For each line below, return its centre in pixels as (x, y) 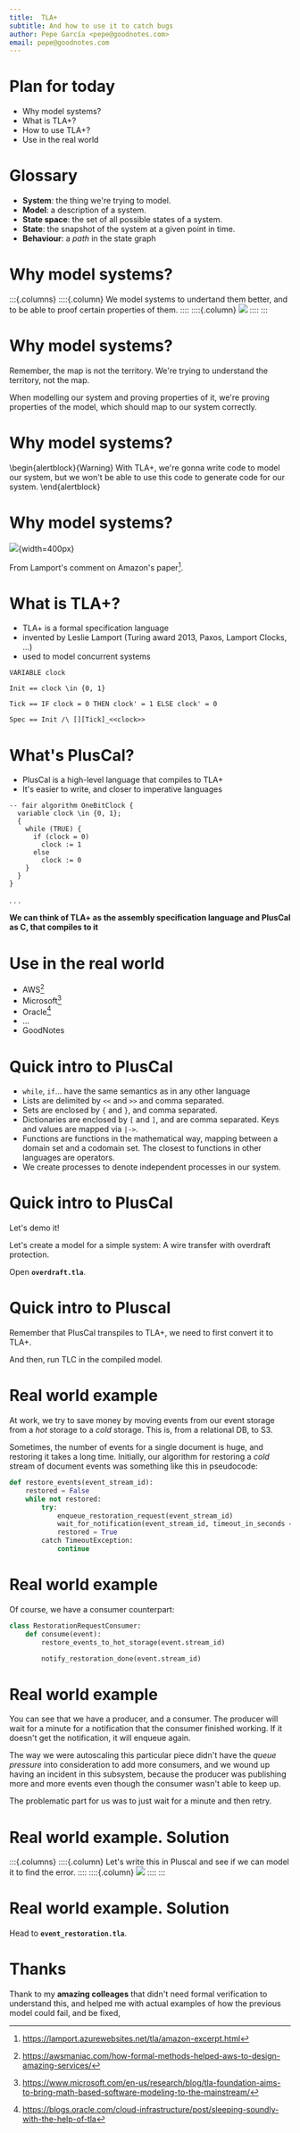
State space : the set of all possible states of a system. (122, 220)
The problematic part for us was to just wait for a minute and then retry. (141, 1801)
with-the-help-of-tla (59, 2119)
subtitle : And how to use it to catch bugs (92, 26)
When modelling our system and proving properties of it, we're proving (140, 397)
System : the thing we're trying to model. (96, 201)
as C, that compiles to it (54, 927)
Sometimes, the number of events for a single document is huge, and (136, 1447)
